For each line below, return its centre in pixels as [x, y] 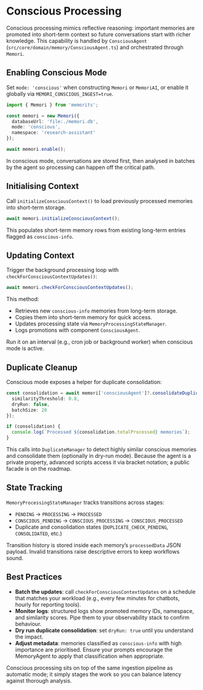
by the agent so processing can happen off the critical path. [81, 167]
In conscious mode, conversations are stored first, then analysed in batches [101, 161]
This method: [23, 299]
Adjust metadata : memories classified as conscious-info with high [98, 643]
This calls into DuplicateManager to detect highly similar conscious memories [101, 449]
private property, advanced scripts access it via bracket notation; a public [98, 462]
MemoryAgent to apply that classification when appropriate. [90, 656]
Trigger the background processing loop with [63, 270]
